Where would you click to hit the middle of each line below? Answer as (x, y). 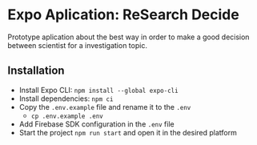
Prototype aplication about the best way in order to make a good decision (128, 37)
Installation (36, 71)
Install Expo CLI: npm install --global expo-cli (98, 90)
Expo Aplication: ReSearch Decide (123, 15)
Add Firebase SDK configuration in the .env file (96, 124)
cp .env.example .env (67, 116)
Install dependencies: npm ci (66, 99)
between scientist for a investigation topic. (77, 45)
